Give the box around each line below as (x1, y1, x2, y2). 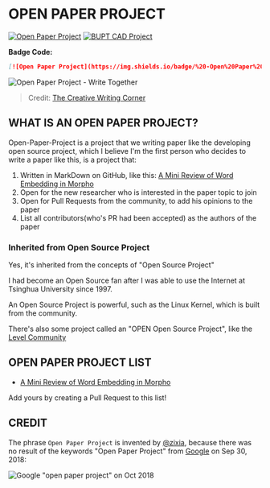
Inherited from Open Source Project (8, 242, 150, 253)
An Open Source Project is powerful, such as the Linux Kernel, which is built (8, 300, 260, 309)
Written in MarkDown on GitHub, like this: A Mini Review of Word (19, 170, 234, 180)
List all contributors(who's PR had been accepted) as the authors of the (19, 213, 257, 222)
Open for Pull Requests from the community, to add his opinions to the (19, 196, 253, 205)
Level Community (8, 332, 67, 342)
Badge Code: (8, 47, 53, 56)
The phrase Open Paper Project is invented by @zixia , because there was (8, 437, 252, 447)
